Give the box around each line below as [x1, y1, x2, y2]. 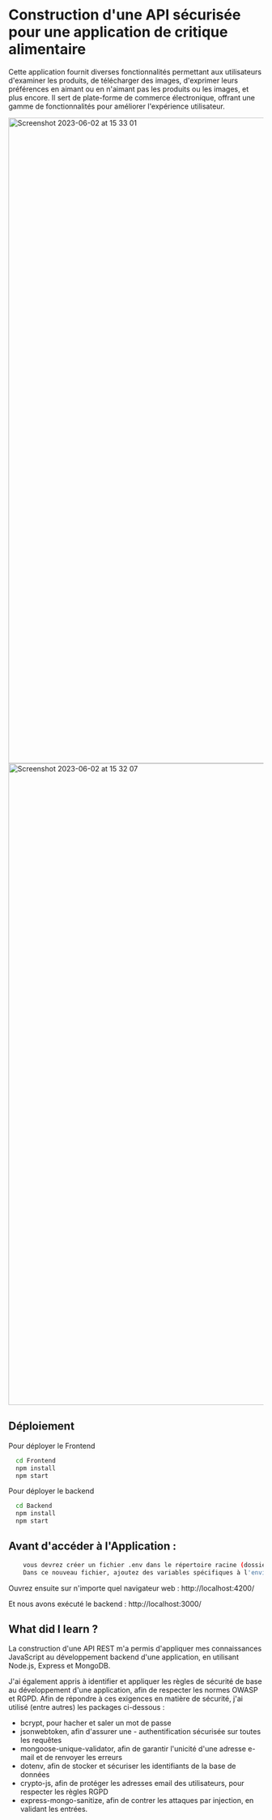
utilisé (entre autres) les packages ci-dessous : [8, 1703, 165, 1712]
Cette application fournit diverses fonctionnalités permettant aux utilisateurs [8, 66, 261, 76]
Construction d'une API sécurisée [8, 6, 241, 24]
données [19, 1770, 50, 1779]
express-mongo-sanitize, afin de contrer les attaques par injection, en [19, 1796, 254, 1805]
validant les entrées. [19, 1805, 88, 1814]
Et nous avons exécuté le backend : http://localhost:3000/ [8, 1599, 202, 1609]
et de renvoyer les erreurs [36, 1753, 123, 1762]
